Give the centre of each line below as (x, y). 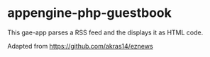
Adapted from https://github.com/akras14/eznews (81, 46)
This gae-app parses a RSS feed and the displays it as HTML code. (105, 32)
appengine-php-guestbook (90, 13)
